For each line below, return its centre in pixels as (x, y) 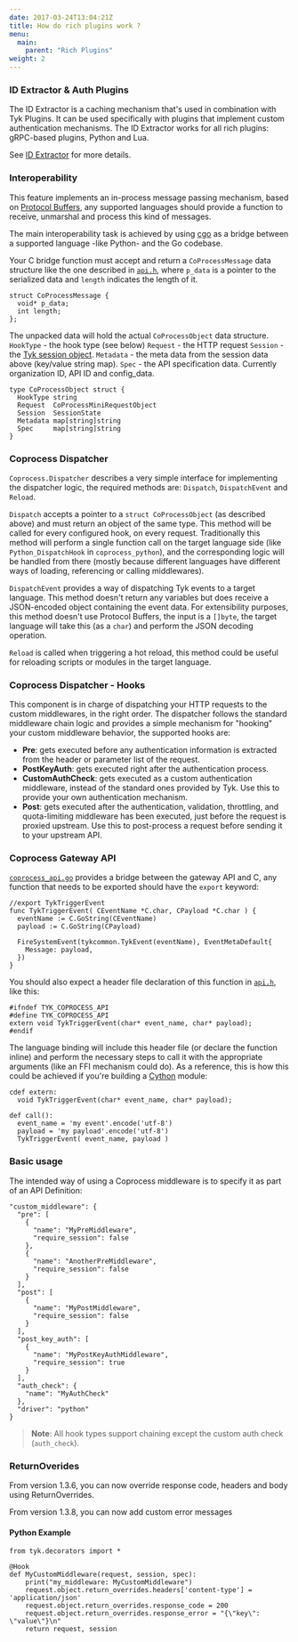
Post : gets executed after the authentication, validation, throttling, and (150, 807)
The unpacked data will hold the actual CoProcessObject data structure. (139, 336)
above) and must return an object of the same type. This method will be (141, 523)
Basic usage (36, 1161)
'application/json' (45, 1598)
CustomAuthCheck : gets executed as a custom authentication (137, 779)
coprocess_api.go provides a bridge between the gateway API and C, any (143, 878)
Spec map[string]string (69, 428)
